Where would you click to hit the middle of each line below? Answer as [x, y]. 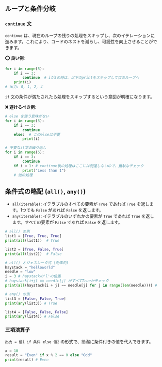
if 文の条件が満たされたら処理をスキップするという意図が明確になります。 [80, 97]
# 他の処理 [23, 175]
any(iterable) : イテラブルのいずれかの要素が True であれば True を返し [83, 216]
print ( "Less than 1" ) [44, 170]
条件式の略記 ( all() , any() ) [45, 191]
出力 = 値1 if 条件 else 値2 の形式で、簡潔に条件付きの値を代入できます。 [79, 341]
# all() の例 [17, 232]
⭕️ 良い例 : [15, 58]
